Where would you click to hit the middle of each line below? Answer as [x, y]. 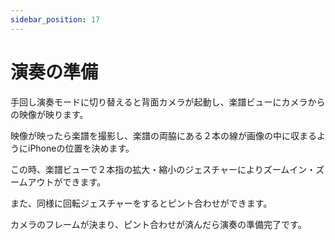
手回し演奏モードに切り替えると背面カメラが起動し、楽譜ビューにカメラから [168, 102]
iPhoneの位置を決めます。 [81, 148]
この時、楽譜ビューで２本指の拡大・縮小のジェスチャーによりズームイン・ [163, 169]
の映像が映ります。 [49, 114]
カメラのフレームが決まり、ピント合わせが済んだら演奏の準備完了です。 [158, 224]
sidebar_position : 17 [55, 19]
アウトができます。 [67, 182]
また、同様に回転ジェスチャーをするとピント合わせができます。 [141, 203]
